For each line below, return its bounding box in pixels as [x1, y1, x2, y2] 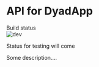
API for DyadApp [6, 4, 94, 18]
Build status [6, 24, 36, 31]
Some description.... [6, 54, 57, 61]
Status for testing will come [6, 42, 75, 49]
